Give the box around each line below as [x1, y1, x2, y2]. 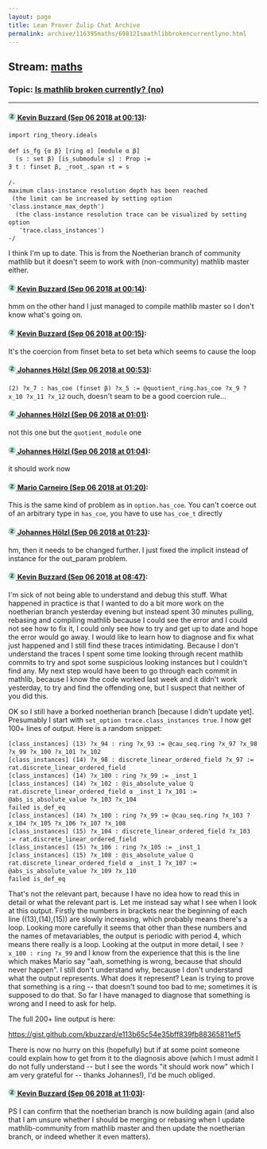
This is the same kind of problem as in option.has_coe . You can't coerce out [8, 501, 257, 510]
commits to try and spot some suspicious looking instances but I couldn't [8, 657, 248, 667]
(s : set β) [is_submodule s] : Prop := [15, 155, 151, 163]
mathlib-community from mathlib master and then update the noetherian [8, 1124, 246, 1133]
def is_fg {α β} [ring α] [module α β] [8, 147, 141, 155]
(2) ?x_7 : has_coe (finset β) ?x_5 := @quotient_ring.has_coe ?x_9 [8, 384, 240, 393]
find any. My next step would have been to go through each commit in [8, 666, 238, 675]
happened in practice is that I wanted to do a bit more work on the [8, 598, 225, 608]
